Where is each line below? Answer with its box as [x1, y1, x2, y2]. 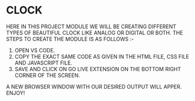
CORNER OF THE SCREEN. [14, 72, 80, 79]
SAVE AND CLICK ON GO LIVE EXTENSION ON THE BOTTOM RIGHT [14, 65, 181, 72]
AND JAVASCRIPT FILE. [14, 59, 72, 66]
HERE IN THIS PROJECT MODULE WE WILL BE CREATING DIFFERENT [6, 23, 177, 30]
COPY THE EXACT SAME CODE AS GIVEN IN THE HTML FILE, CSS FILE [14, 53, 190, 60]
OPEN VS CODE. [14, 46, 55, 53]
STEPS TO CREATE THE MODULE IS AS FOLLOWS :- [6, 35, 134, 42]
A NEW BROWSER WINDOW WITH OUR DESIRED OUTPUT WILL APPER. [6, 83, 182, 90]
